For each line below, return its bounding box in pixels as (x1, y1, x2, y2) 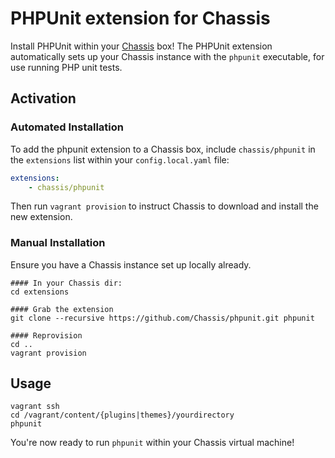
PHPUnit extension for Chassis (10, 7, 271, 30)
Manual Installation (10, 236, 106, 250)
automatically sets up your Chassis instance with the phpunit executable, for (10, 50, 325, 62)
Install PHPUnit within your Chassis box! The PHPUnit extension (10, 40, 273, 52)
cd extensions (10, 287, 70, 297)
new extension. (10, 211, 73, 223)
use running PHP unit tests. (10, 61, 123, 73)
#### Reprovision (10, 330, 83, 341)
